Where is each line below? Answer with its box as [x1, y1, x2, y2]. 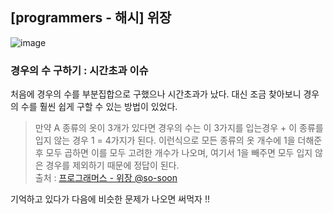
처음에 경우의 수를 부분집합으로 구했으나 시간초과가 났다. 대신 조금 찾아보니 [10, 88, 302, 100]
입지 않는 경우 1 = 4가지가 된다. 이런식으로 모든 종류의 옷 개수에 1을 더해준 [34, 134, 323, 147]
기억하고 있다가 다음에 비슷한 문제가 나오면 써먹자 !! [10, 193, 210, 205]
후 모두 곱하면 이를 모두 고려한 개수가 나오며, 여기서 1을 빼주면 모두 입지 [34, 147, 313, 159]
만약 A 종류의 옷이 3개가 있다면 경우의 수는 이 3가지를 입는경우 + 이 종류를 [34, 122, 324, 134]
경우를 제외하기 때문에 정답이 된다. [45, 159, 180, 172]
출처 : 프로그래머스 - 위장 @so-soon [34, 172, 178, 184]
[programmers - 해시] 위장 [10, 9, 172, 27]
